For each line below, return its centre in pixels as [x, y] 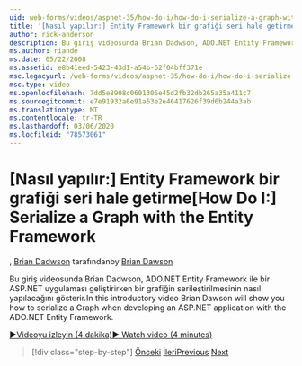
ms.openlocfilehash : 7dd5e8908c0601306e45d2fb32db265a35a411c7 [130, 93]
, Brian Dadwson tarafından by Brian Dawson [91, 261]
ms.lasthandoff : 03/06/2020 [62, 127]
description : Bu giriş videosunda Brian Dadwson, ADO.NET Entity [134, 43]
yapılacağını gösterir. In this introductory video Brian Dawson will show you [147, 298]
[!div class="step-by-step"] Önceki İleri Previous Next [130, 352]
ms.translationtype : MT [54, 110]
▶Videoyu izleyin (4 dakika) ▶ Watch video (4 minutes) [111, 335]
